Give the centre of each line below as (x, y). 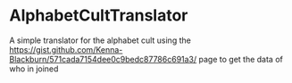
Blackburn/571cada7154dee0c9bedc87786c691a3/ (103, 59)
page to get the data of (241, 59)
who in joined (34, 69)
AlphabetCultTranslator (99, 16)
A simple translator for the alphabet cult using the (100, 40)
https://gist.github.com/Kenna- (66, 49)
